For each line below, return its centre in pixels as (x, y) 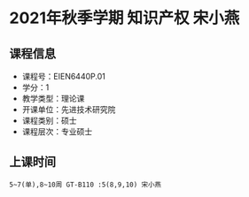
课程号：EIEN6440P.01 (64, 76)
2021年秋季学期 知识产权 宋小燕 (124, 18)
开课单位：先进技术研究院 (69, 110)
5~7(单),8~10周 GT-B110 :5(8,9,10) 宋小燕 (86, 185)
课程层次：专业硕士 (57, 132)
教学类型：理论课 (53, 98)
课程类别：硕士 (49, 121)
